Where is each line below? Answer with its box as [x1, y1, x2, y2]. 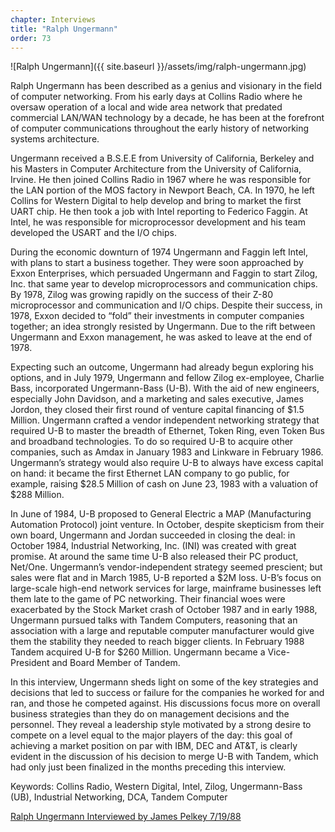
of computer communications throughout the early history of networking [10, 122, 310, 135]
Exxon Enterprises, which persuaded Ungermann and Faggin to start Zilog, [10, 267, 318, 280]
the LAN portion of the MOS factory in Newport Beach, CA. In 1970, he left [10, 184, 315, 196]
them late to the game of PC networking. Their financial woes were [10, 593, 286, 605]
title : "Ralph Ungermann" [10, 24, 118, 34]
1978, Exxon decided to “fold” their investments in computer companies [10, 310, 305, 322]
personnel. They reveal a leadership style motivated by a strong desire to [10, 719, 312, 731]
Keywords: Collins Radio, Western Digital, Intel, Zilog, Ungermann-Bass [10, 781, 303, 793]
